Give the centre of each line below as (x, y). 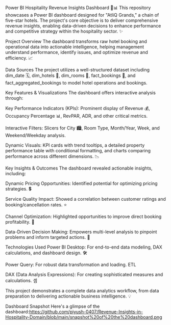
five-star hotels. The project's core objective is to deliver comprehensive (82, 20)
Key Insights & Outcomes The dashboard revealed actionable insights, (79, 168)
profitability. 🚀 (20, 222)
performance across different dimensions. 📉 (52, 156)
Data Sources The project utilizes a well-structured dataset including (77, 70)
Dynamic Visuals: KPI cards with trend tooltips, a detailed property (75, 145)
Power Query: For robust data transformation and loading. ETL (71, 265)
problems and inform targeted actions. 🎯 (48, 237)
